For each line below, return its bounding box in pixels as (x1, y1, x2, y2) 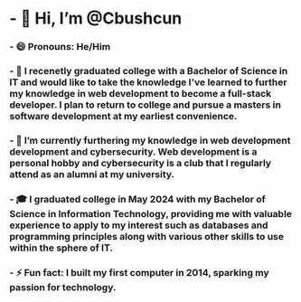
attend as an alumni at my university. (9, 167, 174, 180)
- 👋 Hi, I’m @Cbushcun (9, 8, 183, 29)
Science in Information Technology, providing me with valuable (9, 207, 292, 220)
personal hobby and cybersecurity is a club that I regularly (9, 156, 272, 169)
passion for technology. (9, 280, 117, 293)
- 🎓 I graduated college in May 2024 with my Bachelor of (9, 193, 267, 205)
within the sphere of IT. (9, 241, 114, 254)
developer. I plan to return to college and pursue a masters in (9, 99, 282, 111)
